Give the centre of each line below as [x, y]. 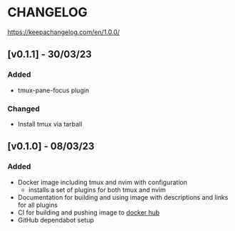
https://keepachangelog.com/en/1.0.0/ [63, 32]
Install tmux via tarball [50, 124]
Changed [24, 109]
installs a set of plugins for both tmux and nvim [97, 190]
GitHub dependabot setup [56, 220]
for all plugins [38, 205]
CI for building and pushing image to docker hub [89, 212]
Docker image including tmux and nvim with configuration [102, 182]
